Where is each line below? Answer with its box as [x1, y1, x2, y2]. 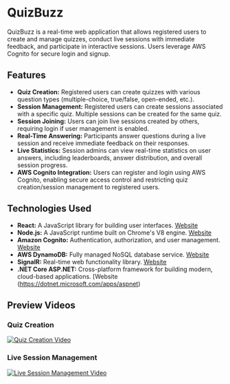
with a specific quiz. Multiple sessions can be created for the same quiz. [16, 109, 222, 118]
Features [7, 70, 46, 81]
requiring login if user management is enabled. [16, 124, 150, 132]
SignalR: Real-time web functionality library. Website [16, 257, 167, 266]
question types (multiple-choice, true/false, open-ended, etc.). [16, 95, 194, 103]
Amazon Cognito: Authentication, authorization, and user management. [16, 235, 221, 244]
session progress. [16, 160, 68, 169]
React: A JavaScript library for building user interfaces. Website [16, 221, 198, 229]
